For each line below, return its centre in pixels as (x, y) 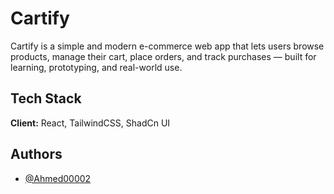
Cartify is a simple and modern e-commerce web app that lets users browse (167, 46)
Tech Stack (46, 98)
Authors (36, 154)
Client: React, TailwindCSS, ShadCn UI (90, 123)
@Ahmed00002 (58, 178)
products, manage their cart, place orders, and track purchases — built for (163, 56)
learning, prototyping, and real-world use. (96, 67)
